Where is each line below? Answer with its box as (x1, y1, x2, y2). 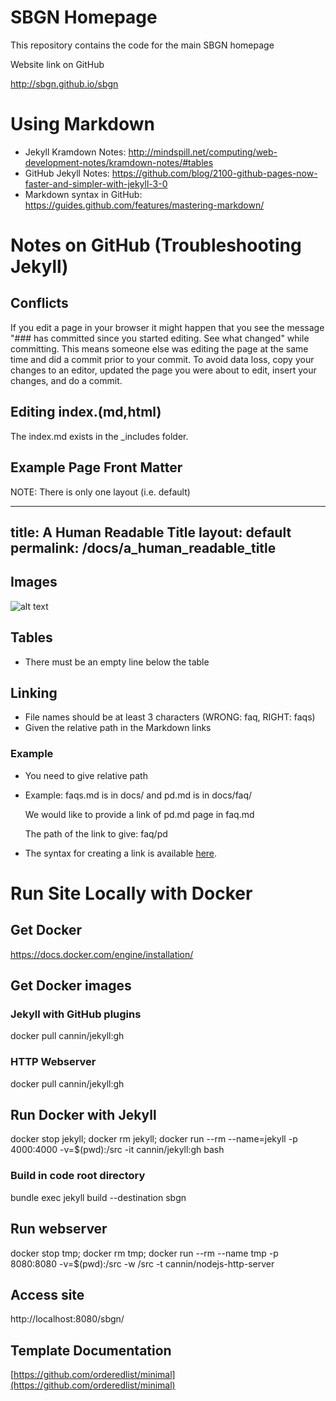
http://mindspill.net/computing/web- (128, 146, 278, 158)
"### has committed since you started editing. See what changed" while (10, 332, 310, 344)
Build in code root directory (10, 1169, 146, 1183)
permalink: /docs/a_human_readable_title (10, 539, 277, 556)
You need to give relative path (24, 769, 148, 781)
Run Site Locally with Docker (10, 882, 253, 905)
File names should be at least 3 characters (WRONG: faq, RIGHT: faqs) (24, 711, 316, 723)
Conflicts (10, 295, 69, 312)
